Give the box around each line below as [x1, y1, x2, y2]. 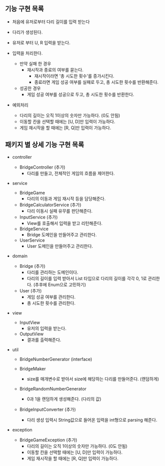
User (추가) [19, 287, 42, 293]
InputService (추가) [19, 214, 58, 220]
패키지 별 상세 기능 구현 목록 [5, 141, 84, 149]
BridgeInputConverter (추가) [19, 406, 76, 412]
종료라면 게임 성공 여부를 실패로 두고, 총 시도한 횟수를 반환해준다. [34, 79, 159, 85]
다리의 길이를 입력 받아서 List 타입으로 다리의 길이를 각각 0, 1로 [27, 275, 147, 281]
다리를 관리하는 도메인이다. [27, 269, 79, 275]
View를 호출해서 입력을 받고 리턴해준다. [27, 220, 103, 226]
